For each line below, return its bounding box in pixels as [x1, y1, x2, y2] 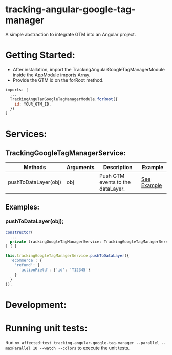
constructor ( [5, 229, 33, 235]
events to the [99, 179, 131, 186]
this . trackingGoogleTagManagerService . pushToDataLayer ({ [5, 253, 130, 258]
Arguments [66, 164, 95, 171]
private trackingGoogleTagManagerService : [10, 239, 102, 244]
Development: [5, 299, 67, 310]
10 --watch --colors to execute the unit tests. [32, 345, 130, 351]
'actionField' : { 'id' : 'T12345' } [18, 267, 91, 273]
